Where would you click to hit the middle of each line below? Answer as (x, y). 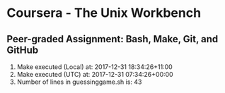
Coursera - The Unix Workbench (104, 13)
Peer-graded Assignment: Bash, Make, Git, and (112, 39)
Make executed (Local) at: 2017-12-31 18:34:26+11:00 (94, 67)
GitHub (23, 50)
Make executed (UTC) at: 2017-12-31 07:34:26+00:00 (95, 74)
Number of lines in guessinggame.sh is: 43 (79, 82)
